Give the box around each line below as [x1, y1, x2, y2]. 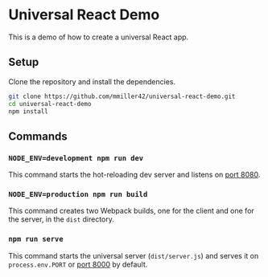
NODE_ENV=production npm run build [8, 189, 148, 198]
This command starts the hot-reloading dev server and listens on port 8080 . [8, 170, 261, 180]
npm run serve [8, 234, 64, 244]
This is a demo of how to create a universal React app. [8, 32, 189, 42]
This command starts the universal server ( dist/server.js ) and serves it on [8, 251, 259, 260]
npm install [8, 107, 48, 116]
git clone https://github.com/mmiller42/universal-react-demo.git [8, 92, 236, 100]
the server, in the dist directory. [8, 214, 115, 224]
